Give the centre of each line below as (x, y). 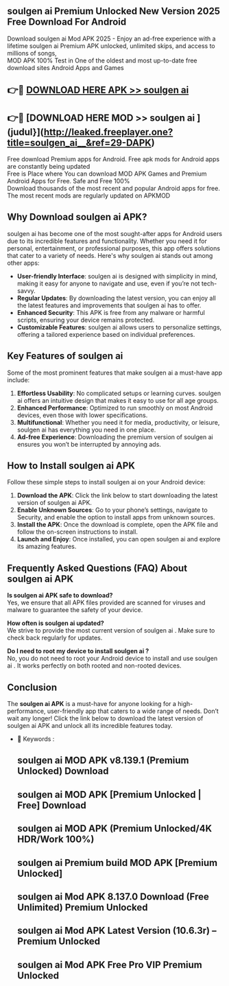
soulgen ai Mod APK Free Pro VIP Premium (109, 964)
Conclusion (32, 687)
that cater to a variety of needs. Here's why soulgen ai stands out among (110, 255)
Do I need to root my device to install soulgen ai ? (78, 651)
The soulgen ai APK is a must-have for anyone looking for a (92, 704)
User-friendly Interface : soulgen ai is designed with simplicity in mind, (117, 276)
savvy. (26, 290)
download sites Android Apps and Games (66, 67)
